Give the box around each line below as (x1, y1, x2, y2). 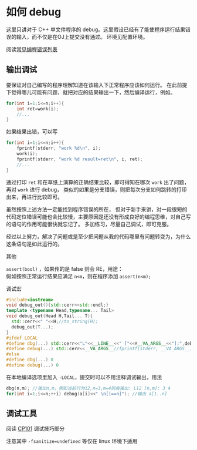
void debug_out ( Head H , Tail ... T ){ (6, 313, 93, 319)
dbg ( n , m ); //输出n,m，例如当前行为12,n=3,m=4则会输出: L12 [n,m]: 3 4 (6, 385, 171, 391)
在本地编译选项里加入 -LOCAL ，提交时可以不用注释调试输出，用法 (6, 374, 162, 381)
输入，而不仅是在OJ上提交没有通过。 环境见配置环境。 (16, 33, 148, 40)
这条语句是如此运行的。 (6, 240, 63, 247)
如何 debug (6, 5, 62, 19)
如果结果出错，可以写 (6, 128, 57, 135)
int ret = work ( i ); (16, 106, 59, 112)
